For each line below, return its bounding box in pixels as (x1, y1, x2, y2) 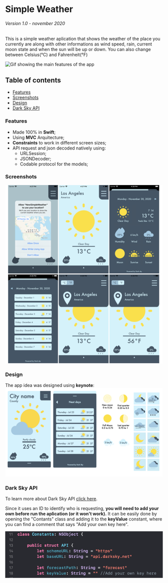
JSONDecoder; (19, 155, 51, 161)
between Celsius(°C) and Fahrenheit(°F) (5, 51, 88, 58)
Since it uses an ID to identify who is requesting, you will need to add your (5, 505, 159, 511)
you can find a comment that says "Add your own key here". (5, 521, 129, 527)
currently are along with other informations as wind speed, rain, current (5, 41, 152, 47)
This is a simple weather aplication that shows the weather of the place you (5, 36, 161, 42)
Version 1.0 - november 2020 (5, 20, 65, 26)
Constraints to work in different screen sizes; (12, 139, 106, 145)
